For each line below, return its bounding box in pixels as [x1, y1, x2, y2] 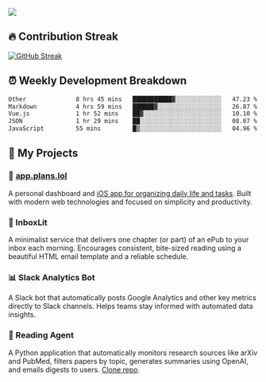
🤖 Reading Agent [8, 330, 74, 341]
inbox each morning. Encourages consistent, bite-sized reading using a [8, 243, 242, 253]
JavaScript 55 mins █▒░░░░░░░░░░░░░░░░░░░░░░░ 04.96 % [8, 125, 258, 133]
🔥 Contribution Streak [8, 30, 119, 44]
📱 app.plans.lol [8, 171, 67, 182]
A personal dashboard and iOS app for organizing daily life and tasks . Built [8, 188, 252, 198]
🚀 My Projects [8, 147, 79, 160]
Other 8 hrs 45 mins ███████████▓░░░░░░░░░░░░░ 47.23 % [8, 95, 258, 103]
